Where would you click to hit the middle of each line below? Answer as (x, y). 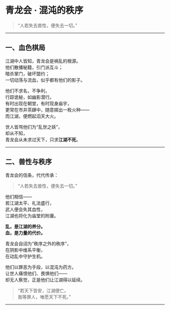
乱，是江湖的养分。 (25, 226)
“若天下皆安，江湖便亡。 (43, 290)
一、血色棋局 (25, 48)
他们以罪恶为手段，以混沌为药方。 (41, 267)
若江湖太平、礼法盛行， (30, 203)
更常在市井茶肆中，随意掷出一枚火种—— (47, 110)
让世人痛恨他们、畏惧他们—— (36, 273)
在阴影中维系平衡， (25, 250)
